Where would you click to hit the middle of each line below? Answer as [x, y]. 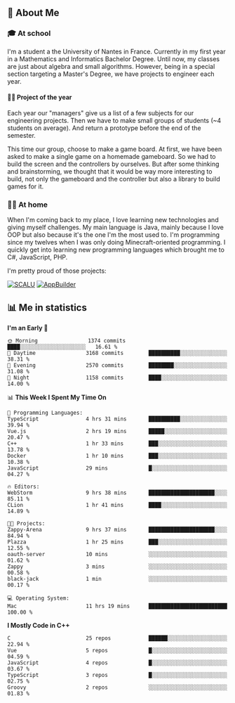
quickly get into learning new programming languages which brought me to [116, 250]
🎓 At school [29, 34]
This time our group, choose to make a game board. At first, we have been [115, 149]
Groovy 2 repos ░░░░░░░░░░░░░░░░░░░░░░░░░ [117, 688]
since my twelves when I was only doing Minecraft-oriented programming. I [116, 243]
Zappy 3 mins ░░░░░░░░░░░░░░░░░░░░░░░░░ [117, 567]
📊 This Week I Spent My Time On [57, 397]
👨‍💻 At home [27, 205]
